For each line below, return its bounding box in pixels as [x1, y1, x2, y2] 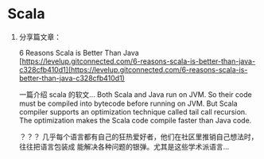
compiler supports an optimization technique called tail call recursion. [18, 107, 247, 116]
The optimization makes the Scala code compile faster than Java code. [18, 115, 252, 125]
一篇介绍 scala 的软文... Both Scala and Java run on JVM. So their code [18, 89, 252, 99]
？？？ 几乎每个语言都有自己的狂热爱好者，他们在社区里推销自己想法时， [18, 132, 258, 142]
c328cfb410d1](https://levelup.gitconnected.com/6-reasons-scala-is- [18, 64, 248, 74]
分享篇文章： [18, 32, 61, 41]
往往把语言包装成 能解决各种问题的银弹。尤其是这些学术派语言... [18, 142, 230, 151]
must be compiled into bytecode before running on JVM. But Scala [18, 99, 238, 108]
